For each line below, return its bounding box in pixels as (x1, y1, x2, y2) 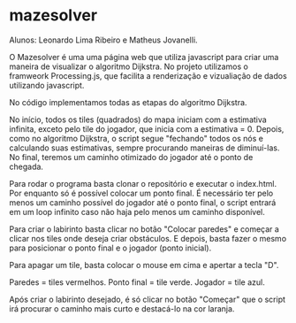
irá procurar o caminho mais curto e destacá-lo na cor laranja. (9, 303, 235, 314)
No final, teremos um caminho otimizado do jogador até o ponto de (9, 151, 254, 162)
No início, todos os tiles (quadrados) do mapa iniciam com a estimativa (9, 114, 267, 125)
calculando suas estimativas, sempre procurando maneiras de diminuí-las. (9, 142, 280, 153)
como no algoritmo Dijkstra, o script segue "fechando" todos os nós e (9, 133, 263, 143)
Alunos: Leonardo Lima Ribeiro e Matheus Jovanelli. (9, 35, 198, 45)
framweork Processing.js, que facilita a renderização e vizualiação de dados (9, 70, 287, 81)
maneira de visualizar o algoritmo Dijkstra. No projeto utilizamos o (9, 61, 249, 72)
